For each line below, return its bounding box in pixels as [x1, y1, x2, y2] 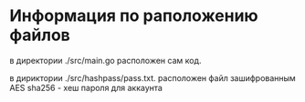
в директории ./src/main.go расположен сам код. [9, 55, 202, 66]
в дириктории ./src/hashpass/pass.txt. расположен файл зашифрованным [9, 72, 297, 83]
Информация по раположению [9, 5, 258, 26]
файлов [9, 25, 70, 46]
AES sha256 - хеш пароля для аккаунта [9, 82, 163, 93]
